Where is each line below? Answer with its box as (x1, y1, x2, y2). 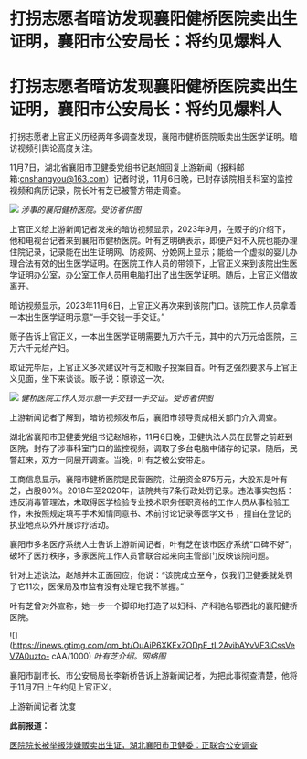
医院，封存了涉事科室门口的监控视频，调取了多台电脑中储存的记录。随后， (9, 443, 290, 454)
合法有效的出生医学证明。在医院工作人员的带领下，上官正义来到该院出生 (16, 258, 290, 269)
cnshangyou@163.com (19, 174, 106, 184)
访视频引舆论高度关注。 (9, 142, 98, 153)
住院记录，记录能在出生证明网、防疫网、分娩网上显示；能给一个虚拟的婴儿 (9, 247, 290, 258)
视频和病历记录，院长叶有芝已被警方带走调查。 (9, 184, 185, 196)
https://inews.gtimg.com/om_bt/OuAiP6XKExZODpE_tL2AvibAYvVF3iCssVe (12, 640, 295, 651)
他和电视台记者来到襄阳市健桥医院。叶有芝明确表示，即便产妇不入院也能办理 (9, 235, 298, 247)
